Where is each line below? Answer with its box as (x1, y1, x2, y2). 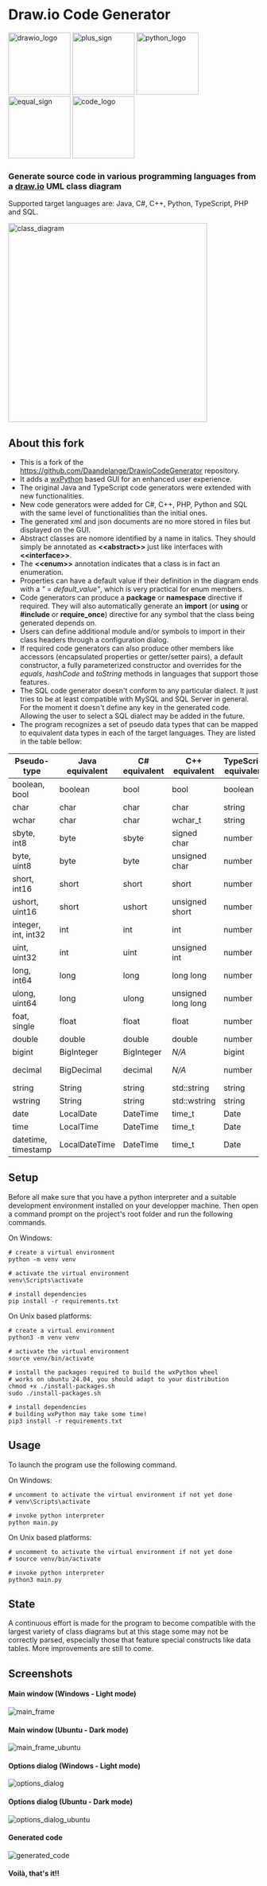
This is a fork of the (19, 458, 84, 467)
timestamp (12, 1144, 52, 1155)
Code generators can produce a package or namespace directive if (19, 593, 242, 603)
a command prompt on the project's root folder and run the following (8, 1209, 233, 1219)
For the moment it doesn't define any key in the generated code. (19, 703, 230, 713)
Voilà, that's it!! (8, 1868, 60, 1878)
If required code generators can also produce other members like (19, 643, 234, 654)
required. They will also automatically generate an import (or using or (19, 601, 249, 611)
